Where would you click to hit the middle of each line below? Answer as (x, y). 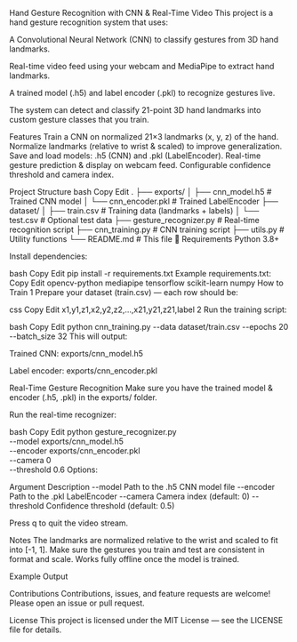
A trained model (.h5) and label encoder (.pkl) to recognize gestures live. (142, 93)
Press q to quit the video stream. (69, 523)
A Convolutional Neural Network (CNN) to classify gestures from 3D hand (144, 40)
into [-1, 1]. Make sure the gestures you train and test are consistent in (137, 550)
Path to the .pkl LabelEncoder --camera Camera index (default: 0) (130, 496)
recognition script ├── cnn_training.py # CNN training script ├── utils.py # (147, 229)
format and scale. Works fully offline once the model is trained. (124, 559)
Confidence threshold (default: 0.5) (110, 506)
